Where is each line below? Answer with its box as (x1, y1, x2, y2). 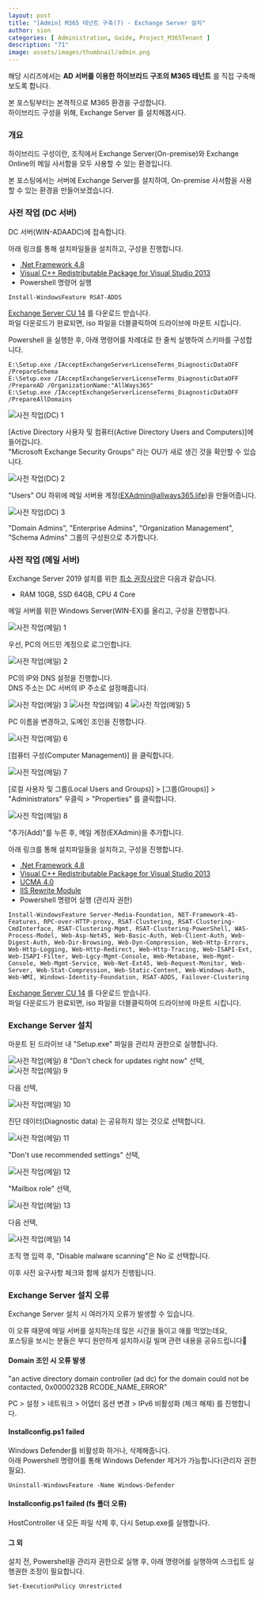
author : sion (8, 26, 51, 34)
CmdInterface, (8, 925, 55, 932)
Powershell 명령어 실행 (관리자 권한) (19, 894, 133, 904)
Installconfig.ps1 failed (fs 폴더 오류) (8, 1499, 127, 1508)
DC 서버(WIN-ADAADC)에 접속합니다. (8, 227, 127, 236)
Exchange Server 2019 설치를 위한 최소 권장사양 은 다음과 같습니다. (8, 574, 217, 583)
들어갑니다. (8, 437, 43, 446)
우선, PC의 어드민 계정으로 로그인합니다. (8, 639, 132, 649)
